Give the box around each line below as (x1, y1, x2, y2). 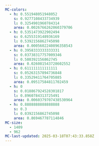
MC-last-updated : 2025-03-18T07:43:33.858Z (5, 134, 95, 139)
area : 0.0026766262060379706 (14, 25, 73, 30)
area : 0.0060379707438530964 (14, 98, 73, 103)
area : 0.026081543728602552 (14, 61, 70, 66)
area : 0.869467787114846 (14, 115, 64, 121)
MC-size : (5, 120, 23, 125)
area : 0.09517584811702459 (14, 79, 68, 84)
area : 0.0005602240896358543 (14, 43, 73, 48)
